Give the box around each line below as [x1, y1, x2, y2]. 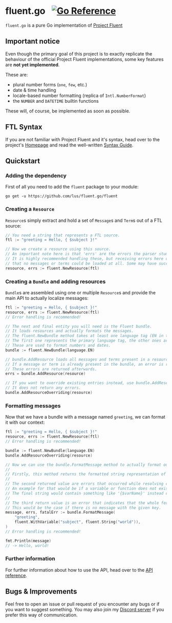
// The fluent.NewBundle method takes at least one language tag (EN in [5, 333, 164, 338]
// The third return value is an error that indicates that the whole [5, 500, 159, 505]
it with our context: [5, 419, 45, 426]
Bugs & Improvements [5, 587, 77, 596]
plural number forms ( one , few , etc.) [12, 81, 88, 87]
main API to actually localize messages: [5, 295, 89, 301]
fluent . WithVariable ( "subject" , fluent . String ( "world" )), [14, 519, 141, 525]
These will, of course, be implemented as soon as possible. [5, 108, 131, 114]
